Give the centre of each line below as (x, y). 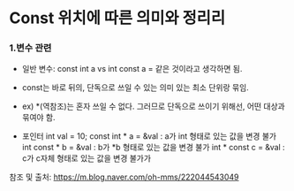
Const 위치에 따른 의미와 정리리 (117, 18)
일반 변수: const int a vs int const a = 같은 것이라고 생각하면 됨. (132, 69)
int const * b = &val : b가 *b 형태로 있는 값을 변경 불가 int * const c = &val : (153, 148)
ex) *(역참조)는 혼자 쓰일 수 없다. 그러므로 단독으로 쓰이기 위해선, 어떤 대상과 (153, 106)
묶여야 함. (38, 118)
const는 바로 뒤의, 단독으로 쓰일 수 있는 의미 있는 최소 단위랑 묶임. (135, 88)
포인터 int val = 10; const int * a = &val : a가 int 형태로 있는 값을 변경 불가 (149, 136)
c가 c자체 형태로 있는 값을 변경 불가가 (87, 158)
